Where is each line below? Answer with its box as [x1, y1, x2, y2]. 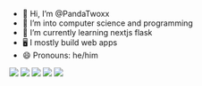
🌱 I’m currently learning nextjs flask [21, 27, 153, 37]
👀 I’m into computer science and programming [21, 18, 194, 28]
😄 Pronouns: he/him [21, 50, 98, 60]
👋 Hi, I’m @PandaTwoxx [21, 9, 110, 19]
